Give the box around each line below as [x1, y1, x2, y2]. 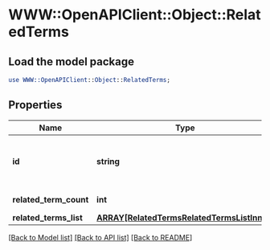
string [96, 155, 121, 166]
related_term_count [12, 194, 89, 205]
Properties [8, 98, 63, 112]
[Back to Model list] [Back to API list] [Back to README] [8, 232, 193, 242]
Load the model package [8, 55, 135, 68]
